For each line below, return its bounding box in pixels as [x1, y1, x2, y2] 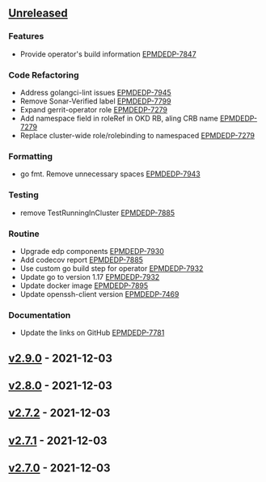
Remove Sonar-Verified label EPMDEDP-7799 [19, 96, 171, 106]
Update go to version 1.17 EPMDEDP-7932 [19, 272, 160, 281]
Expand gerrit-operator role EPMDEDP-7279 [19, 104, 168, 114]
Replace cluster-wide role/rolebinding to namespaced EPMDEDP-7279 [19, 130, 255, 140]
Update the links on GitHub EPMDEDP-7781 [19, 328, 165, 338]
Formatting [8, 150, 53, 162]
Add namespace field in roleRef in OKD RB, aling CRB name [19, 113, 218, 123]
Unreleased [8, 6, 69, 20]
